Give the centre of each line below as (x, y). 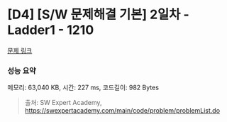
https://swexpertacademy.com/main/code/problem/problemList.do (122, 111)
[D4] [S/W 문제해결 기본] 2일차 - (98, 15)
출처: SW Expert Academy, (63, 103)
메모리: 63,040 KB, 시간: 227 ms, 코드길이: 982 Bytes (83, 88)
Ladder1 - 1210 (51, 30)
